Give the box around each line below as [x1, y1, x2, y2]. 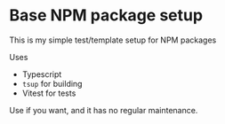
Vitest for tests [21, 88, 76, 98]
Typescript [21, 68, 62, 80]
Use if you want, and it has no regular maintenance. [9, 105, 198, 115]
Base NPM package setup [9, 5, 203, 26]
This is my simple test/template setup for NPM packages [9, 35, 217, 45]
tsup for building [21, 78, 83, 89]
